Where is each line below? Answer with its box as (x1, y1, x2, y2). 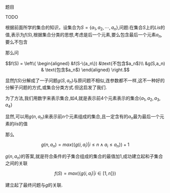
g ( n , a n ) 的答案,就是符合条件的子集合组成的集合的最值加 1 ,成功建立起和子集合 (5, 153, 163, 160)
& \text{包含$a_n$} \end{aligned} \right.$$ (41, 67, 130, 73)
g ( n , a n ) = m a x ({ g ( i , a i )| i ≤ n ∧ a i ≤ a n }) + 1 (41, 141, 129, 149)
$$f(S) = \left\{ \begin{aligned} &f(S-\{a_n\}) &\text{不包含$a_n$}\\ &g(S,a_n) (5, 60, 165, 66)
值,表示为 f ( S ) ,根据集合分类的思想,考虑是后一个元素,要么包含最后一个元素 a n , (5, 31, 162, 39)
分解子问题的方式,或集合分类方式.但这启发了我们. (5, 84, 108, 90)
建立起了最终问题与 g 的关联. (5, 182, 63, 188)
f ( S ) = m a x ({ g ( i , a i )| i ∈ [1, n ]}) (54, 170, 116, 178)
